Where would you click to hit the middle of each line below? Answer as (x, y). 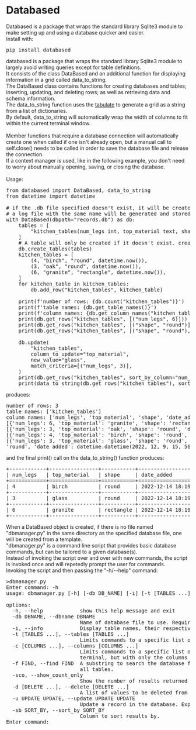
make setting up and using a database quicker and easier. (75, 32)
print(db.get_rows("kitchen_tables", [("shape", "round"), (104, 330)
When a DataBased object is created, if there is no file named (80, 526)
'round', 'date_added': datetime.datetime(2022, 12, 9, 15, (94, 446)
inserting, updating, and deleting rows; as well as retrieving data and (88, 92)
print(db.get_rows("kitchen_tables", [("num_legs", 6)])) (103, 319)
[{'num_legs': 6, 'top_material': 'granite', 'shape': (86, 423)
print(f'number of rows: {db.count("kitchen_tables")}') (101, 301)
